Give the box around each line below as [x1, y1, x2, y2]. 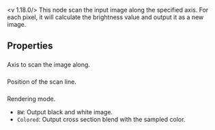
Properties [7, 40, 53, 52]
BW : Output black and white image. [16, 108, 113, 116]
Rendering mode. [7, 95, 56, 103]
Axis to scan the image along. [7, 61, 91, 69]
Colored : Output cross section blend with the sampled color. [16, 116, 186, 124]
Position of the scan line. [7, 78, 76, 86]
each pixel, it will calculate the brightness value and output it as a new [7, 13, 204, 21]
